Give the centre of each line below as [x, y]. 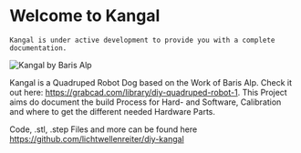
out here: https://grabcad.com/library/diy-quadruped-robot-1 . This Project [148, 92]
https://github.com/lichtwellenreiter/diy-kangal [97, 138]
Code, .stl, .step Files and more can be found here [104, 129]
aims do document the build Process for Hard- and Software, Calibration [145, 102]
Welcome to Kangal [85, 16]
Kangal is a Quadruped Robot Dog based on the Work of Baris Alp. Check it [151, 82]
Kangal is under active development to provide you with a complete [142, 40]
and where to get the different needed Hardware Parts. [113, 111]
